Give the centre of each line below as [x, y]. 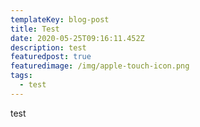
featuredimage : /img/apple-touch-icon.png [100, 66]
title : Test [35, 29]
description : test [48, 47]
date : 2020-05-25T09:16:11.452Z [77, 38]
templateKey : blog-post [60, 19]
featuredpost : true [51, 57]
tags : [21, 76]
